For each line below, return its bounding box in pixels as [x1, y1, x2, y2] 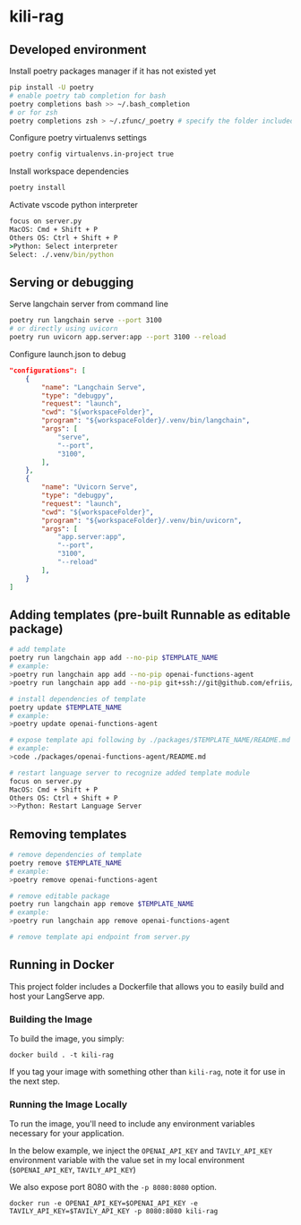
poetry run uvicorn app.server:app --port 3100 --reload [9, 333, 227, 342]
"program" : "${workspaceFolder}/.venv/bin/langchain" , [41, 416, 251, 425]
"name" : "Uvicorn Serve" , [41, 483, 139, 492]
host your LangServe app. [9, 990, 106, 1001]
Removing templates [9, 827, 127, 842]
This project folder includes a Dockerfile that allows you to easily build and [9, 981, 285, 991]
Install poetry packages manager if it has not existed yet [9, 65, 217, 76]
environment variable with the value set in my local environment [9, 1155, 245, 1166]
